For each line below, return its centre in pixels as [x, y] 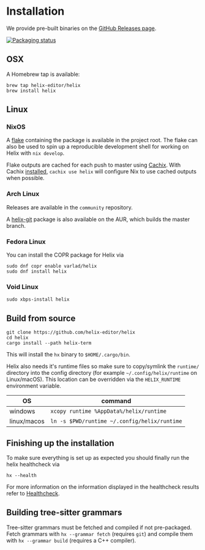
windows [22, 412]
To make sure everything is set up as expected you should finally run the [98, 458]
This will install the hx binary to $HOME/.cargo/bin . [68, 355]
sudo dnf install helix [37, 272]
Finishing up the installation [60, 443]
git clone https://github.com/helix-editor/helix [71, 333]
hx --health [21, 475]
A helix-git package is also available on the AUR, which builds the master [98, 219]
